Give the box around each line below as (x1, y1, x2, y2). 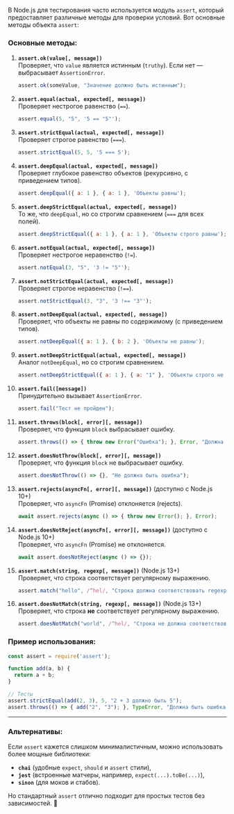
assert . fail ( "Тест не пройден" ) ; (17, 405, 115, 413)
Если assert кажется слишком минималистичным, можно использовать (8, 742, 223, 751)
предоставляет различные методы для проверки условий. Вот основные (8, 13, 225, 22)
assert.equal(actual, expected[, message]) (17, 96, 147, 103)
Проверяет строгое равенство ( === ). (17, 136, 126, 144)
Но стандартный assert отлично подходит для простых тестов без (8, 792, 206, 800)
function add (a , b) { (8, 665, 71, 672)
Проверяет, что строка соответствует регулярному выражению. (17, 573, 210, 582)
